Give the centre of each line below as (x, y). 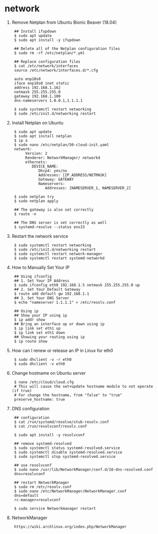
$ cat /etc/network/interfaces (46, 66)
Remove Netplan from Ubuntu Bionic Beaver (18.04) (64, 22)
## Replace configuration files (47, 62)
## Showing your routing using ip (49, 337)
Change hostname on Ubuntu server (49, 373)
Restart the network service (40, 236)
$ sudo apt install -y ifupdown (47, 40)
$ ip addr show (30, 319)
